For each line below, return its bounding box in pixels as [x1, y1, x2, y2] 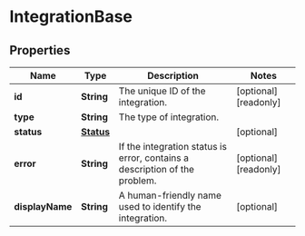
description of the [118, 163, 195, 175]
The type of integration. [118, 111, 220, 123]
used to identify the [118, 201, 202, 212]
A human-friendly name [118, 189, 222, 202]
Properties [9, 43, 71, 58]
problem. [118, 174, 157, 187]
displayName [14, 201, 73, 212]
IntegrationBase [9, 6, 133, 27]
